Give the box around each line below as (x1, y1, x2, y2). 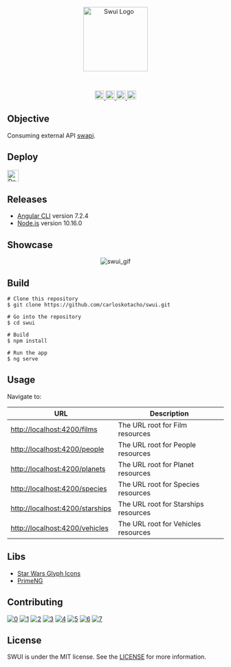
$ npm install (7, 337, 48, 345)
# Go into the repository (7, 313, 81, 321)
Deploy (7, 151, 38, 163)
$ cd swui (7, 319, 36, 326)
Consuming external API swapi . (7, 131, 96, 139)
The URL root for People (118, 440, 197, 449)
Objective (7, 113, 50, 125)
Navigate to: (7, 392, 42, 400)
